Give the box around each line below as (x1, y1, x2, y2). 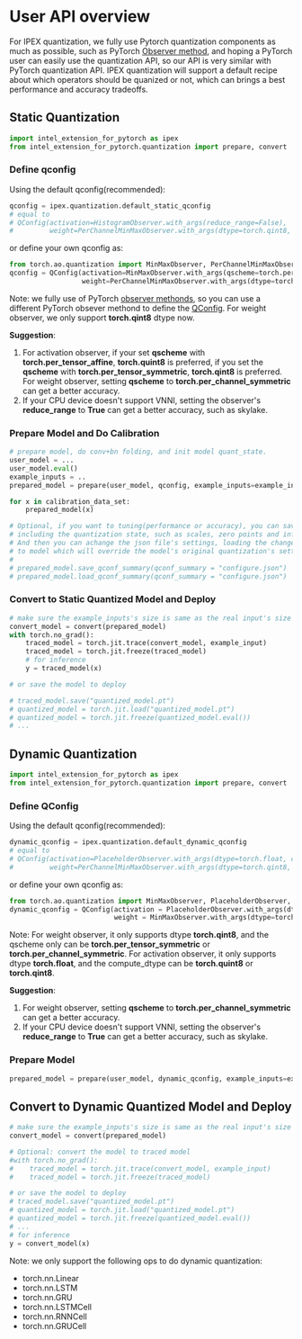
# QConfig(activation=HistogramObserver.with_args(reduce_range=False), (9, 218, 288, 227)
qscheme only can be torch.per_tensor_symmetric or (9, 939, 211, 950)
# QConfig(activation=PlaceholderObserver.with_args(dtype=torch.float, (9, 854, 288, 863)
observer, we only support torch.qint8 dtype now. (9, 312, 195, 323)
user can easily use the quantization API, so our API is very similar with (9, 55, 271, 66)
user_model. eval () (9, 463, 78, 473)
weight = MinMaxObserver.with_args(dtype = (113, 913, 276, 922)
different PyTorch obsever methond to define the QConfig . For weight (9, 302, 267, 313)
